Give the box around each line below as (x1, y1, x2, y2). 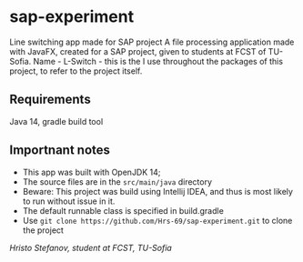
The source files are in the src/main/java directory (22, 176, 212, 187)
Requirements (9, 92, 91, 107)
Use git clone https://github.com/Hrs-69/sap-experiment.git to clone (22, 215, 293, 226)
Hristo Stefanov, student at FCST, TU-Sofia (9, 242, 173, 253)
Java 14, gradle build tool (9, 116, 104, 126)
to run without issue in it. (22, 196, 116, 207)
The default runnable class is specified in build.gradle (22, 205, 225, 216)
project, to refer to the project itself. (9, 65, 143, 76)
